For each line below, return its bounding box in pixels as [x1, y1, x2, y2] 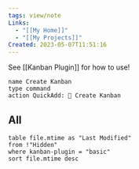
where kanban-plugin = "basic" [8, 148, 111, 156]
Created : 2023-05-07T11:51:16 [8, 41, 108, 49]
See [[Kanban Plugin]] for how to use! [8, 62, 130, 72]
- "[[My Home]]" [15, 26, 68, 34]
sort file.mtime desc [8, 155, 79, 163]
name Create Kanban [8, 78, 72, 86]
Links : [8, 19, 30, 27]
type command [8, 84, 51, 93]
